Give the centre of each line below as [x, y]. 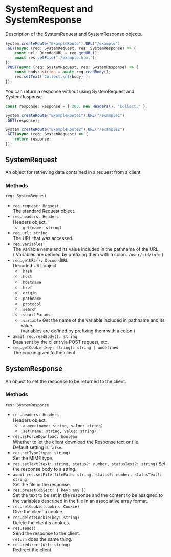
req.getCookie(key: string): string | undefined [66, 348]
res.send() [24, 529]
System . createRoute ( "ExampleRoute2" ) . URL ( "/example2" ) [65, 130]
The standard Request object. [44, 211]
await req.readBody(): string [45, 337]
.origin [28, 293]
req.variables [28, 244]
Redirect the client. [33, 550]
